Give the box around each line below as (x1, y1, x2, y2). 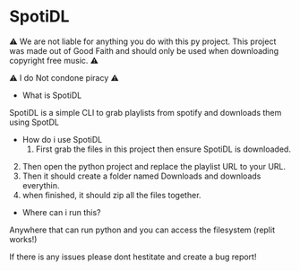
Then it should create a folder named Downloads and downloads (21, 170, 261, 181)
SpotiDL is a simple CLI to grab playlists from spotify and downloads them (9, 107, 282, 118)
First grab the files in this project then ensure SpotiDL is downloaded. (35, 144, 291, 154)
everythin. (21, 179, 60, 190)
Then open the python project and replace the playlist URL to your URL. (21, 161, 287, 171)
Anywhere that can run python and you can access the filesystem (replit (9, 224, 276, 235)
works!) (9, 233, 38, 244)
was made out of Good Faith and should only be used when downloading (9, 45, 279, 56)
